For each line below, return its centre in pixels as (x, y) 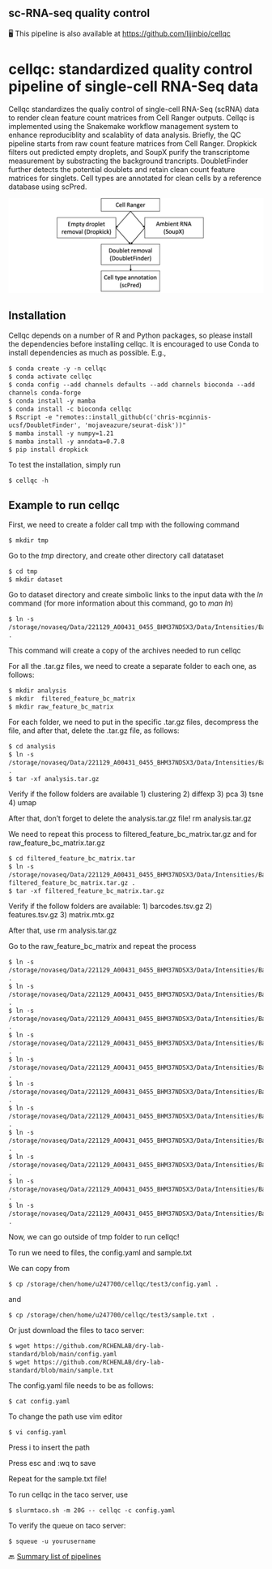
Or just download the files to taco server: (76, 1330)
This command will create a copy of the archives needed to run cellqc (125, 651)
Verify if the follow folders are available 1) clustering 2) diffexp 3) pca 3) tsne (136, 794)
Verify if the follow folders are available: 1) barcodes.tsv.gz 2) (110, 906)
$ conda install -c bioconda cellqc (70, 409)
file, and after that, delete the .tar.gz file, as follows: (94, 731)
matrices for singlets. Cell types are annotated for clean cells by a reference (135, 178)
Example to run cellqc (64, 505)
